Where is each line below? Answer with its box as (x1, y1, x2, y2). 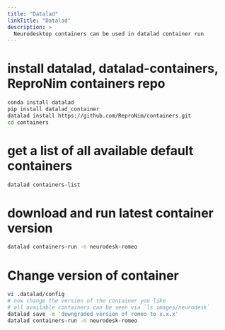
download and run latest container (7, 205, 214, 221)
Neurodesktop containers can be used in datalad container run (13, 30, 204, 38)
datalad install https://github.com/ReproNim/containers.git (7, 112, 192, 119)
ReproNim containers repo (7, 76, 166, 92)
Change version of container (7, 267, 179, 283)
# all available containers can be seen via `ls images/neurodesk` (7, 304, 211, 311)
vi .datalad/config (7, 291, 65, 298)
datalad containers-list (7, 181, 81, 188)
